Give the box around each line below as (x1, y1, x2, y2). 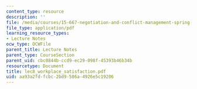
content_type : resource (6, 8, 64, 15)
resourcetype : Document (6, 63, 64, 69)
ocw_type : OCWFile (6, 42, 51, 47)
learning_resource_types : (6, 30, 69, 36)
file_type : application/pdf (6, 25, 75, 31)
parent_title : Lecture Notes (6, 47, 77, 53)
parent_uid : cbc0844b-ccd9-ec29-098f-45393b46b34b (6, 57, 133, 63)
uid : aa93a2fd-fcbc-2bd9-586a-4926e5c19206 (6, 74, 114, 80)
